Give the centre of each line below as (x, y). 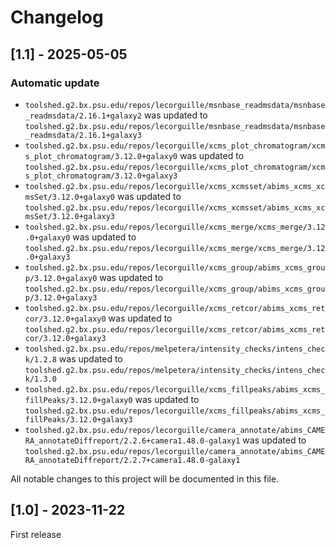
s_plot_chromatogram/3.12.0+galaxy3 (101, 176)
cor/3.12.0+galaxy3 (65, 338)
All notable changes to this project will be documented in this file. (145, 478)
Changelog (57, 17)
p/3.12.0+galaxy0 (61, 278)
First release (36, 534)
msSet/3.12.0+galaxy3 (69, 216)
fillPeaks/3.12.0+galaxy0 (78, 400)
